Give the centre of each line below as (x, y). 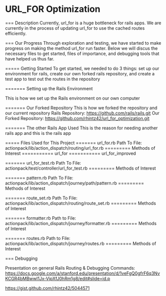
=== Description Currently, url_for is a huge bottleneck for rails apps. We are (83, 23)
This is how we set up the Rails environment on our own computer (73, 98)
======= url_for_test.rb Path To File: (43, 163)
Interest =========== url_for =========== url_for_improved (71, 153)
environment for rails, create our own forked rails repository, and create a (80, 73)
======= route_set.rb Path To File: (41, 198)
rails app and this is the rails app (38, 133)
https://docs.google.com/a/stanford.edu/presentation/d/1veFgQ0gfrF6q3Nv (83, 273)
